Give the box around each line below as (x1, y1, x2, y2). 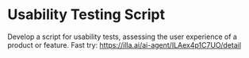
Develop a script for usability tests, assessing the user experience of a (7, 32, 237, 41)
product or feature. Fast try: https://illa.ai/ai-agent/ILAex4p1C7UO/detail (7, 40, 242, 49)
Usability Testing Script (7, 6, 166, 24)
